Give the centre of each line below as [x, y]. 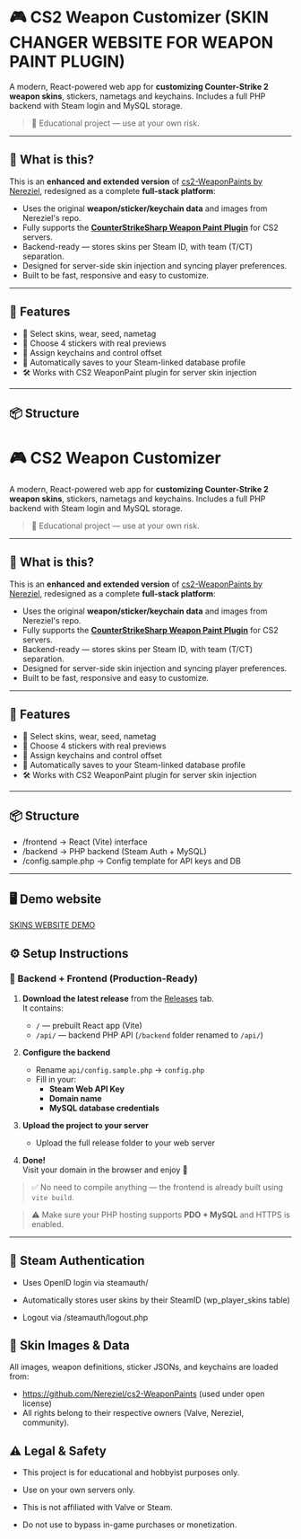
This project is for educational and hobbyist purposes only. [131, 1473]
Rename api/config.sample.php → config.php [120, 1069]
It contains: [43, 1008]
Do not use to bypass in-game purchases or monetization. [129, 1525]
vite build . [52, 1197]
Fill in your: [56, 1079]
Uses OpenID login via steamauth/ [85, 1282]
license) [37, 1403]
